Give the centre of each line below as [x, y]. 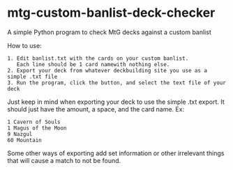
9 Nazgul [20, 134]
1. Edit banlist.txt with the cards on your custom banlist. [98, 58]
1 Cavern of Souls [34, 122]
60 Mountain [24, 140]
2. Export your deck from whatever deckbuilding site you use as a [107, 70]
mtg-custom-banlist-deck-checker [111, 13]
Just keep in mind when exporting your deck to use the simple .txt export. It [116, 102]
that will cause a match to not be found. [64, 160]
